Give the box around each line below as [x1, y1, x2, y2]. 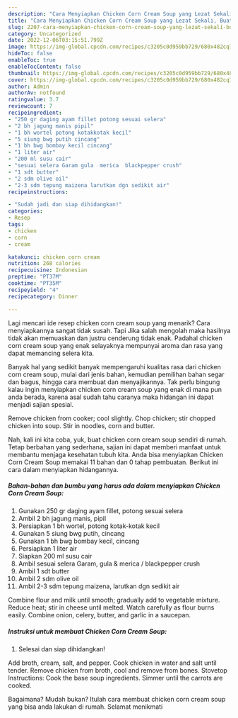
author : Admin [8, 83, 50, 90]
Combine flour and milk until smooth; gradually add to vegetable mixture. [8, 596, 220, 605]
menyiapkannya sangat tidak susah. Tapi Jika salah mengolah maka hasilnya [8, 326, 231, 335]
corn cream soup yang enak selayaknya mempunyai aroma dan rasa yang [8, 341, 223, 349]
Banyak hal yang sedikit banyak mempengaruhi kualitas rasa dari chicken [8, 362, 222, 371]
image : [8, 43, 28, 50]
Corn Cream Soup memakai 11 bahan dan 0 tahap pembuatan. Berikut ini [8, 458, 219, 466]
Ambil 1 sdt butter [18, 567, 70, 576]
